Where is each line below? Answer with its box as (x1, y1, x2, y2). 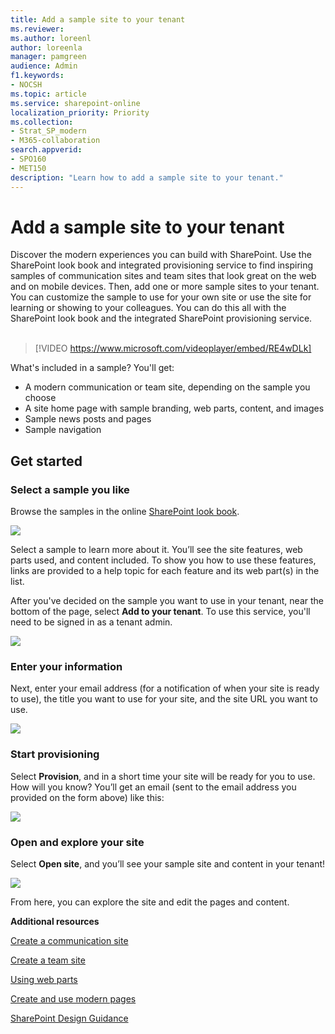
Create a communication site (10, 935, 129, 947)
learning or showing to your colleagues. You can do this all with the (10, 302, 287, 314)
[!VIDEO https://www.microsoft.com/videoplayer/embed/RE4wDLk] (34, 342, 312, 355)
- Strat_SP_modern (10, 126, 87, 136)
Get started (10, 452, 83, 470)
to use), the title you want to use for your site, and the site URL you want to (10, 693, 318, 705)
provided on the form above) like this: (10, 791, 165, 803)
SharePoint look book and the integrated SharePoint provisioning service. (10, 312, 313, 325)
